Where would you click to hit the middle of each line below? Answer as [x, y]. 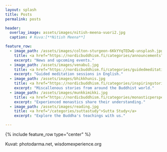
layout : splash [21, 10]
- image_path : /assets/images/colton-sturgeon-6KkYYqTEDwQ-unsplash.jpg [86, 51]
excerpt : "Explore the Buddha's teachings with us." [70, 116]
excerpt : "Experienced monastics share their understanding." [80, 102]
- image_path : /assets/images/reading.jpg [54, 107]
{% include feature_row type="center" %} [48, 134]
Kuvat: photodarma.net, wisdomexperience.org [53, 144]
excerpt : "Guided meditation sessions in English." [69, 74]
